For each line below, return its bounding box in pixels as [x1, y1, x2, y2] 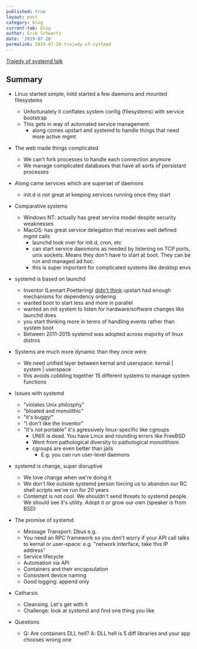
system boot [23, 324, 54, 331]
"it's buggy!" [23, 413, 55, 421]
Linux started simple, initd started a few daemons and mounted [14, 90, 168, 97]
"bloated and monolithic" [23, 407, 84, 414]
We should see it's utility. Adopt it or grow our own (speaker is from [23, 498, 186, 506]
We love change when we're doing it [23, 474, 111, 481]
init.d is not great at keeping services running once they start [23, 191, 171, 198]
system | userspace [23, 365, 72, 372]
